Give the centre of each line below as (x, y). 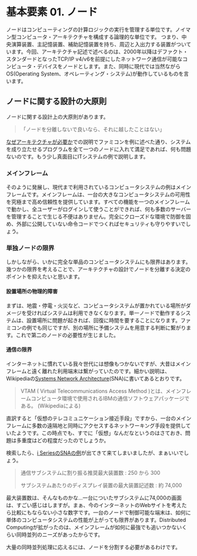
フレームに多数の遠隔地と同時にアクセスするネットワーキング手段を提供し (96, 425)
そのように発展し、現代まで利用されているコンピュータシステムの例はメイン (99, 187)
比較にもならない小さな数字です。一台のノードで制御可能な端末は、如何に (101, 512)
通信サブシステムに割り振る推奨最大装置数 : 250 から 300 (90, 472)
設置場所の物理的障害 (32, 291)
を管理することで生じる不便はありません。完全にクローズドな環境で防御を (96, 217)
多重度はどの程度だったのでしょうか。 (63, 440)
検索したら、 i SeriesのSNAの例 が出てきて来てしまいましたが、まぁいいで (95, 453)
